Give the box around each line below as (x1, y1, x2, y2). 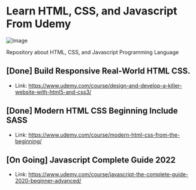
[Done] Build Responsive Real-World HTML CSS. (6, 66, 191, 76)
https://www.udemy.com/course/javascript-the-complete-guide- (28, 171, 189, 178)
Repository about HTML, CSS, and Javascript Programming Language (6, 48, 179, 55)
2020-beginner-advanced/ (14, 177, 82, 185)
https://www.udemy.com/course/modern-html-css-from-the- (28, 131, 180, 138)
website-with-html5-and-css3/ (14, 88, 92, 96)
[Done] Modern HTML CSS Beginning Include (6, 106, 178, 116)
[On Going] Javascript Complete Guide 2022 (6, 155, 176, 165)
